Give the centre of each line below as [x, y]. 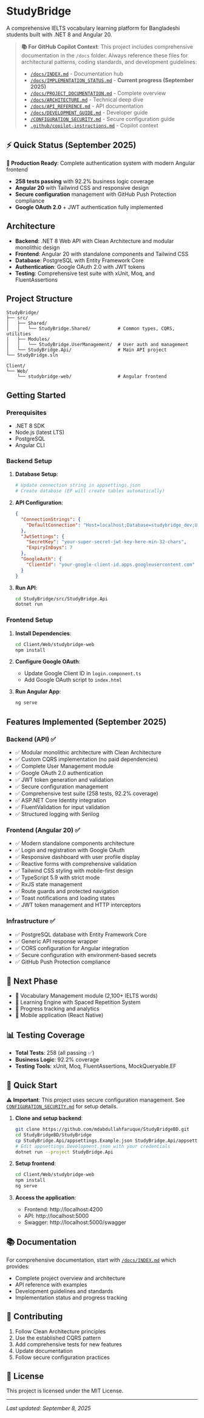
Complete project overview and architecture [70, 1278]
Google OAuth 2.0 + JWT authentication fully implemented [89, 207]
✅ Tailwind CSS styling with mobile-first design [74, 871]
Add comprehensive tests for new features [69, 1344]
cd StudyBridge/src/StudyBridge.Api [61, 599]
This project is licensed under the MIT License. [65, 1391]
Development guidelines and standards [64, 1291]
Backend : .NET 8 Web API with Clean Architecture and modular [94, 241]
